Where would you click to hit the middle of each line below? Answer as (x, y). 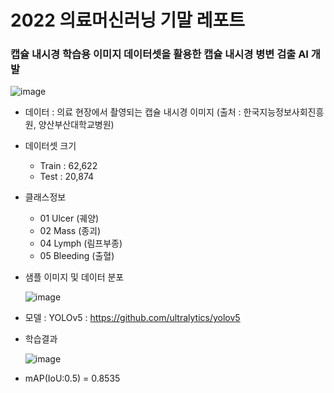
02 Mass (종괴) (70, 231)
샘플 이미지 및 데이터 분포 (74, 277)
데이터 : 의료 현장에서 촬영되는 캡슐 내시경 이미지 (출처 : (133, 112)
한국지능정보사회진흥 (284, 112)
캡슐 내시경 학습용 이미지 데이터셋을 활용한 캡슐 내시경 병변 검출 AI (159, 54)
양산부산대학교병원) (76, 125)
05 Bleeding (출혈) (77, 256)
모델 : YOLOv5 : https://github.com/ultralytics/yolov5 (132, 318)
